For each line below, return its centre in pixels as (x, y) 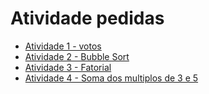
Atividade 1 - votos (63, 46)
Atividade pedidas (87, 18)
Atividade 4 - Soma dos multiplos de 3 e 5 (111, 78)
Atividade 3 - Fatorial (68, 67)
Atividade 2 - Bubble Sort (77, 56)
